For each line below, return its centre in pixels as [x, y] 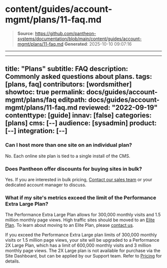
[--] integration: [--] [36, 131]
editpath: [72, 100]
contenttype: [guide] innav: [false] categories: [78, 115]
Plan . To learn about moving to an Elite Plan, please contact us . [70, 225]
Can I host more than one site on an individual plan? [69, 145]
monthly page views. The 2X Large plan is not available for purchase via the [83, 251]
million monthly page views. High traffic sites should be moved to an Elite [80, 220]
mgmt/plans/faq [31, 100]
